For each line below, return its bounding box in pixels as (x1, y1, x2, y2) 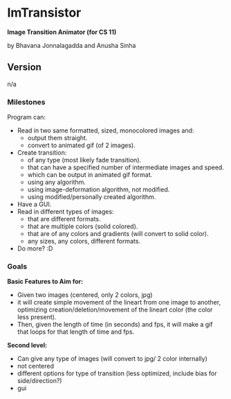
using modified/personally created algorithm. (27, 193, 156, 201)
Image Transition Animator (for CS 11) (7, 28, 117, 36)
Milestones (7, 97, 46, 107)
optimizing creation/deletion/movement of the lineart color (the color (17, 305, 213, 314)
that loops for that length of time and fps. (17, 328, 135, 336)
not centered (17, 362, 54, 371)
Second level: (7, 341, 48, 350)
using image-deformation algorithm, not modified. (27, 185, 170, 194)
